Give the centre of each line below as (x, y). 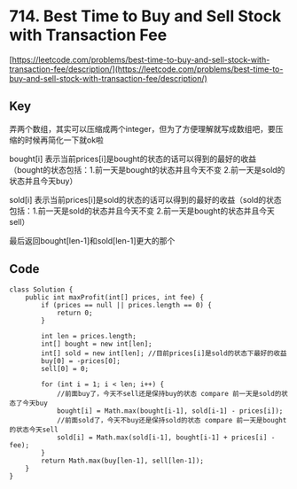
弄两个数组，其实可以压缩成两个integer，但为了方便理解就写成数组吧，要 (143, 128)
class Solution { (41, 290)
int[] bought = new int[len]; (97, 344)
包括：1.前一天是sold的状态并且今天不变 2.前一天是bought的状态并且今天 (142, 211)
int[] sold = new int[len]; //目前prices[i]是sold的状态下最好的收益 (164, 353)
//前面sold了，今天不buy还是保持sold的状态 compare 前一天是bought (172, 420)
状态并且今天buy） (43, 181)
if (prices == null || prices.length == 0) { (127, 305)
